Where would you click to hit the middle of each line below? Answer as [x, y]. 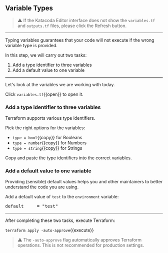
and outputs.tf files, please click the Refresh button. [72, 26]
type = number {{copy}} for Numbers [49, 143]
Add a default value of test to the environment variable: [62, 197]
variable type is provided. [31, 45]
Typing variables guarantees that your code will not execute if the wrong [80, 40]
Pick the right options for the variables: [45, 128]
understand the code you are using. [42, 187]
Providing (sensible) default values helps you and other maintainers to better [84, 182]
